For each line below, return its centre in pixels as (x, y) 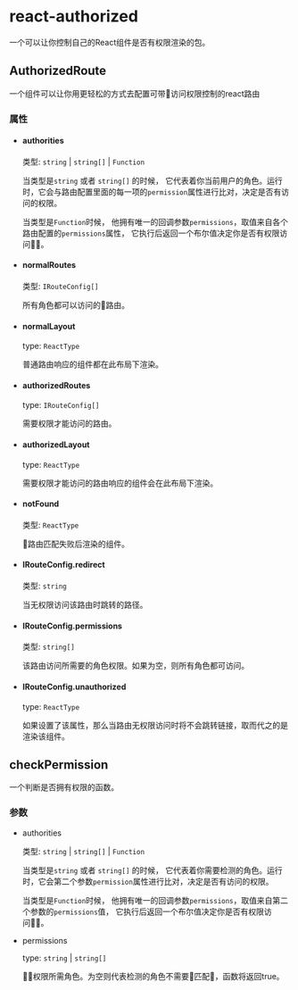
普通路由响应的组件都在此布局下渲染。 (92, 364)
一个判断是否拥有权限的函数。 (64, 787)
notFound (41, 504)
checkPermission (59, 765)
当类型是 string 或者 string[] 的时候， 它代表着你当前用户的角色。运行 (152, 180)
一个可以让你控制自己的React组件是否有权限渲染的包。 (110, 42)
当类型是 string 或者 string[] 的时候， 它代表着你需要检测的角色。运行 (152, 870)
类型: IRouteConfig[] (61, 287)
